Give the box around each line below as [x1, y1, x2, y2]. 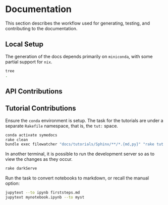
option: [5, 180, 20, 186]
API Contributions [5, 87, 63, 95]
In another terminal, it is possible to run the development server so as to [5, 151, 155, 157]
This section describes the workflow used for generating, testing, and [5, 20, 150, 26]
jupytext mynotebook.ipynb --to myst [5, 195, 85, 200]
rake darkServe [5, 166, 37, 171]
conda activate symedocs [5, 132, 58, 138]
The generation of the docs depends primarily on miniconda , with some [5, 53, 153, 59]
